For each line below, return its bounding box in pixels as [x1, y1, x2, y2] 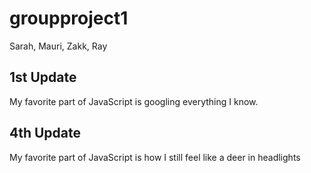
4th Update [9, 125, 82, 142]
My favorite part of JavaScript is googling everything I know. [9, 95, 259, 107]
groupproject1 [9, 7, 129, 30]
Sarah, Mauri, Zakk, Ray [9, 40, 108, 52]
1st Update [9, 69, 77, 86]
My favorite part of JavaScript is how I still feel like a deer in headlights [9, 151, 301, 163]
